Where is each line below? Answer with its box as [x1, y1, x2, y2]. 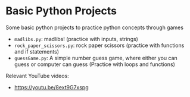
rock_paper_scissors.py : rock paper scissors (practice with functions [14, 42, 185, 49]
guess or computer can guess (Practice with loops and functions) [14, 61, 175, 68]
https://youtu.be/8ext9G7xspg [14, 83, 89, 90]
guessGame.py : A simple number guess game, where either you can [14, 54, 178, 61]
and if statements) [14, 48, 60, 55]
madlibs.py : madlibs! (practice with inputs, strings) [14, 35, 138, 42]
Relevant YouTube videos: [5, 72, 69, 79]
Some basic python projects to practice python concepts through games [5, 24, 184, 31]
